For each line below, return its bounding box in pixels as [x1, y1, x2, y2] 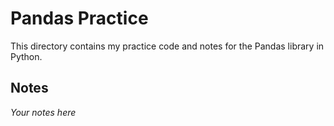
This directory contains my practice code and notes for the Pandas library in [10, 40, 325, 52]
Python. [10, 50, 43, 62]
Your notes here [10, 106, 77, 118]
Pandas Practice [10, 7, 149, 30]
